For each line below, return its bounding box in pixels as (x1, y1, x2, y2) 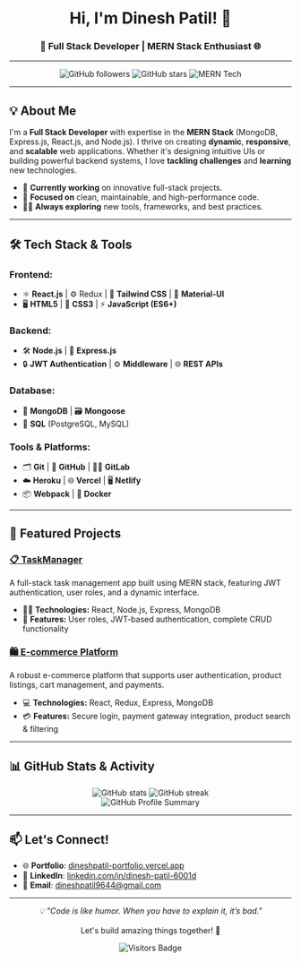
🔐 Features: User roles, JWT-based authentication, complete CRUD (21, 614, 272, 624)
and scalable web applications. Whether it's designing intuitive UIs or (9, 146, 266, 157)
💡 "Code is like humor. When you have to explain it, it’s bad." (39, 906, 262, 916)
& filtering (21, 723, 59, 734)
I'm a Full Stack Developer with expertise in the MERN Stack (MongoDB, (9, 127, 278, 138)
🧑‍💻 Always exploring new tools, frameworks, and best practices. (21, 202, 263, 212)
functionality (21, 623, 69, 634)
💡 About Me (9, 103, 77, 118)
